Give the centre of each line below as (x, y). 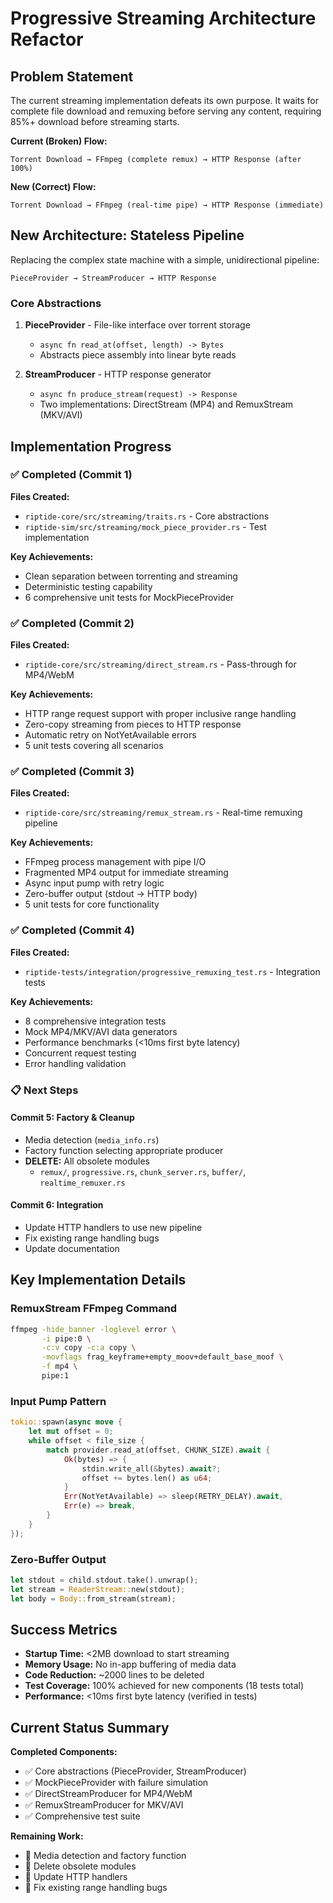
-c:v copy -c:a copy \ (89, 1348)
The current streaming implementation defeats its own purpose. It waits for (164, 100)
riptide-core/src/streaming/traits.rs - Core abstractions (147, 516)
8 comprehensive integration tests (95, 1021)
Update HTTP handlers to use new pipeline (113, 1228)
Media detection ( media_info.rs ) (92, 1139)
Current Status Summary (90, 1727)
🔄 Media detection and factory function (105, 1856)
